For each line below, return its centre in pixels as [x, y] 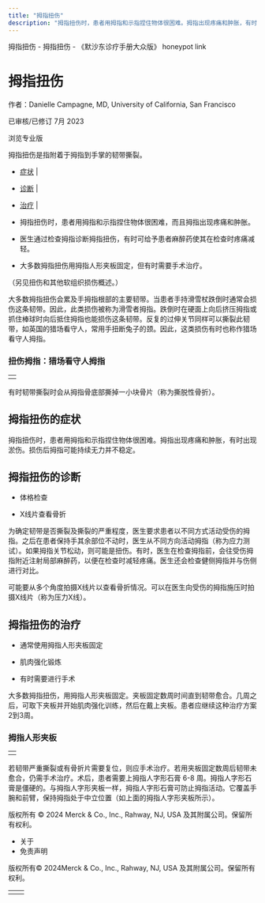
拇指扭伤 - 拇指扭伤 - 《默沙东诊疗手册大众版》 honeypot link [107, 46]
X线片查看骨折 [43, 514]
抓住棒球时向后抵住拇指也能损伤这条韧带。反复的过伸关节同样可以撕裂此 [125, 319]
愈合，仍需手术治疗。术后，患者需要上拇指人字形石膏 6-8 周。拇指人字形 [127, 778]
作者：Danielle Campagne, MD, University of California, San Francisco [122, 104]
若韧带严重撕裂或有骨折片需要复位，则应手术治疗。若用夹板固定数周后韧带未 [132, 769]
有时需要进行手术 [47, 679]
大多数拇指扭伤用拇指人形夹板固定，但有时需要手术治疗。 [113, 266]
